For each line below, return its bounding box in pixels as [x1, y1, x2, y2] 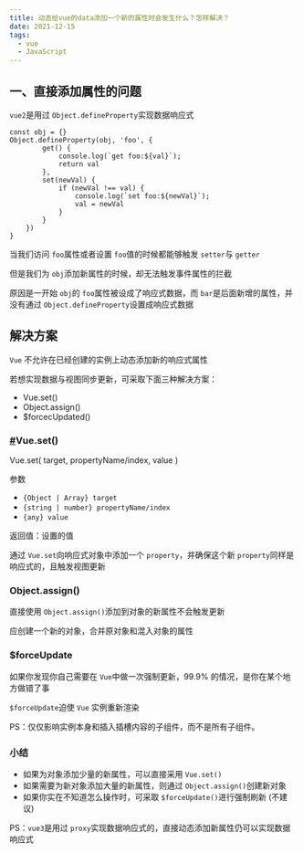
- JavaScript [17, 47, 68, 57]
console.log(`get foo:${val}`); [57, 152, 182, 161]
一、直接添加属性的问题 [9, 83, 141, 99]
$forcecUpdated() [22, 411, 91, 422]
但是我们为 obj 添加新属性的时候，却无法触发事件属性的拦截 [9, 268, 233, 279]
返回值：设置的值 [9, 531, 74, 542]
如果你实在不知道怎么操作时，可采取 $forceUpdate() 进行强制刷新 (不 [22, 791, 280, 802]
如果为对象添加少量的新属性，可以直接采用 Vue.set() [22, 768, 223, 779]
